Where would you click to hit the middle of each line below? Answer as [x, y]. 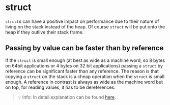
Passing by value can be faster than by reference [84, 48]
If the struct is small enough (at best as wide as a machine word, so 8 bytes [85, 60]
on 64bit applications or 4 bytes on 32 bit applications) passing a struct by [84, 65]
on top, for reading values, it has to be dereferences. [60, 87]
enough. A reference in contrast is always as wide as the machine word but [84, 82]
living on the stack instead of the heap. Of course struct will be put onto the [85, 26]
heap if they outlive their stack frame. [45, 32]
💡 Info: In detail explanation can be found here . [67, 97]
